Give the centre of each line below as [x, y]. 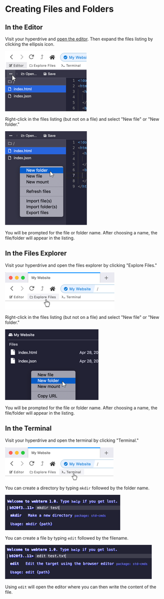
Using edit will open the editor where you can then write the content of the [81, 587]
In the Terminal [28, 428]
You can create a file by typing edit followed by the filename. [67, 538]
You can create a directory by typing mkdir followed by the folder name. [77, 488]
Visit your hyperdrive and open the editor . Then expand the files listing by [79, 39]
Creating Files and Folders [59, 9]
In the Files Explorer [36, 253]
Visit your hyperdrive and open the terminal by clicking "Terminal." [72, 440]
